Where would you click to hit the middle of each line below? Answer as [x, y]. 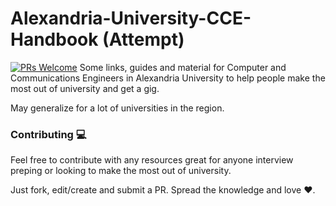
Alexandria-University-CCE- [131, 18]
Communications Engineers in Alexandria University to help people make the [168, 78]
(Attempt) [143, 39]
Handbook [54, 39]
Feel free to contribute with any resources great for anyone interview [152, 160]
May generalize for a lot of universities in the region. [117, 108]
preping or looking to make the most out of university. [121, 171]
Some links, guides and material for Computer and [183, 67]
